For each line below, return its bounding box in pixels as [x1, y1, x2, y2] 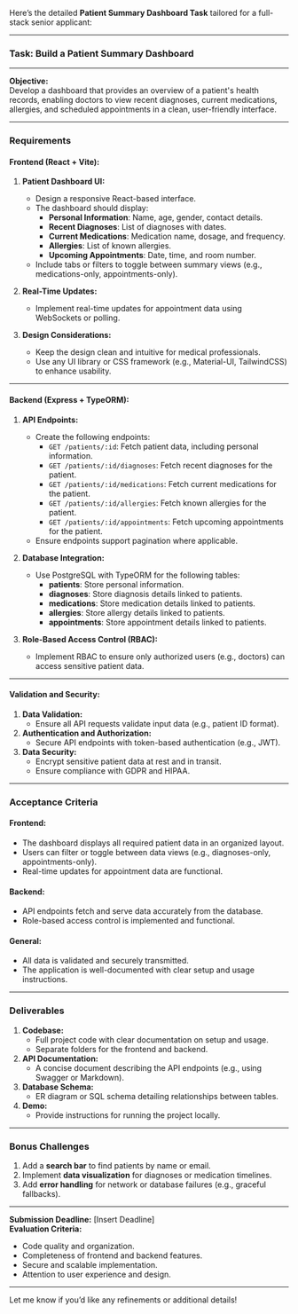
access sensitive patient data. [35, 660, 145, 671]
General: [9, 935, 43, 946]
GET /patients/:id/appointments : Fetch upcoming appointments [48, 516, 284, 527]
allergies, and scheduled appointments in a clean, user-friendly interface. [9, 104, 278, 114]
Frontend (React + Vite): [9, 156, 100, 167]
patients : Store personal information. [48, 578, 184, 589]
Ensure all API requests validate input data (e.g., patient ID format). [35, 718, 279, 728]
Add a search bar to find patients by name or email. [21, 1160, 211, 1170]
